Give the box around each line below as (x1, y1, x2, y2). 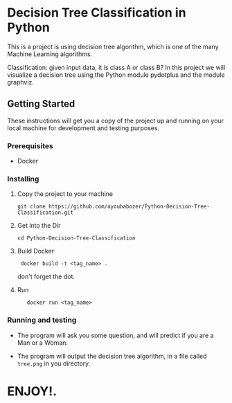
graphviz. (7, 78, 35, 86)
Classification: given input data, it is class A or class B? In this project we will (7, 63, 226, 71)
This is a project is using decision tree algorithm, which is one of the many (7, 42, 220, 51)
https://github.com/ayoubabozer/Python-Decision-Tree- (48, 203, 210, 211)
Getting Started (7, 98, 75, 110)
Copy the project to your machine (17, 190, 114, 198)
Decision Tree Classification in (7, 5, 186, 21)
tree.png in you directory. (17, 359, 91, 368)
